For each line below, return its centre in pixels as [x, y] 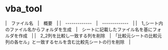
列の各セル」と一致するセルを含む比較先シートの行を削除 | [68, 42]
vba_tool [24, 9]
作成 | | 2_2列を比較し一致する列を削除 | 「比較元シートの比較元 [90, 35]
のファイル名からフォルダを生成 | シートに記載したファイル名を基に [79, 29]
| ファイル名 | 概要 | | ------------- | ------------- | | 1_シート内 [84, 23]
